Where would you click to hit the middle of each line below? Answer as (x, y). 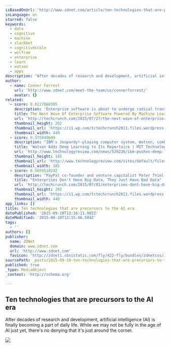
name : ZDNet (23, 241)
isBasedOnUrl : (20, 10)
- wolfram (20, 52)
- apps (17, 72)
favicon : (19, 256)
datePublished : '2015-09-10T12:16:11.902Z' (52, 213)
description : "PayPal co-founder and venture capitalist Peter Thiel (89, 175)
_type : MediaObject (26, 270)
